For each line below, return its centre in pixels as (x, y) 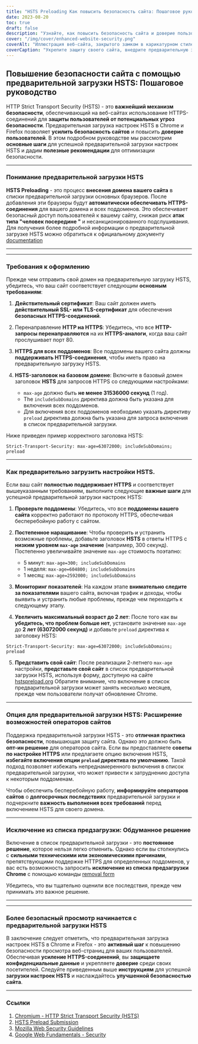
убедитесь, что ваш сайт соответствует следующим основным (86, 286)
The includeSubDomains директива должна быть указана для (98, 399)
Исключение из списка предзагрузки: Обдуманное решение (98, 830)
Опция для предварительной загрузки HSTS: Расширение (94, 715)
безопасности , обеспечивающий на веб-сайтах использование (87, 113)
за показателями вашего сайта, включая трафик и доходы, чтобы (98, 593)
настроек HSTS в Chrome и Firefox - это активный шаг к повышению (93, 944)
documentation (24, 240)
